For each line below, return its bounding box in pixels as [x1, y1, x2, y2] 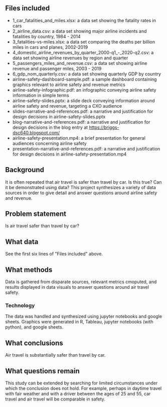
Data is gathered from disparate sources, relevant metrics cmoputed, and [5, 279, 157, 285]
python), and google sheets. [5, 324, 64, 330]
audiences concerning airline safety [12, 140, 87, 146]
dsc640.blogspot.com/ [12, 129, 60, 135]
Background [5, 166, 44, 174]
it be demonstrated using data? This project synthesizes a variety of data [5, 184, 156, 190]
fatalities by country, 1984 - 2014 [12, 33, 81, 39]
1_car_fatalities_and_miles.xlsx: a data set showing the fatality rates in [12, 17, 156, 23]
